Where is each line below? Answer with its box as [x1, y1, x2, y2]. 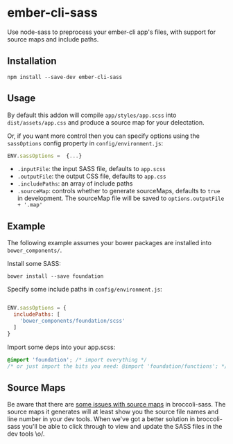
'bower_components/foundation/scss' [19, 317, 126, 324]
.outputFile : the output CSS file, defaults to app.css [17, 172, 166, 181]
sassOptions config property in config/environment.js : [7, 139, 164, 147]
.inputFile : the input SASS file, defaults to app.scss [17, 165, 166, 173]
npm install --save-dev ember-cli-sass [7, 73, 123, 80]
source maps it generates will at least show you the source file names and [7, 407, 218, 416]
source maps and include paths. [7, 35, 99, 43]
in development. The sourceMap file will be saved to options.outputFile [17, 194, 225, 202]
